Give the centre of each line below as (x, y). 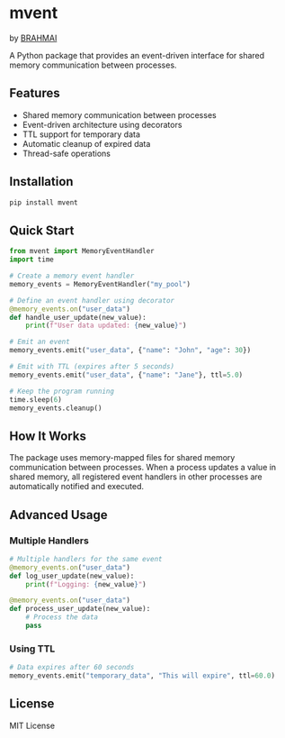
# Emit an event (40, 342)
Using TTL (32, 649)
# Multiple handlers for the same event (86, 559)
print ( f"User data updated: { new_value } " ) (106, 326)
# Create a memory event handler (72, 276)
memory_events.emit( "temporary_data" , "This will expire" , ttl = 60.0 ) (142, 676)
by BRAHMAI (33, 38)
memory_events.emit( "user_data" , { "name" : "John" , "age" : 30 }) (130, 351)
